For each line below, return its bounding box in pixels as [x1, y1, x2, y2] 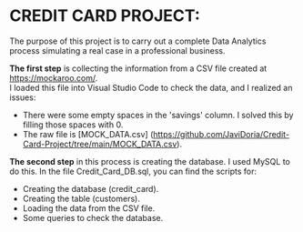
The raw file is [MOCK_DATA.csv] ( [22, 128, 154, 139]
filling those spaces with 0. [22, 119, 124, 130]
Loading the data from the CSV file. [22, 202, 156, 214]
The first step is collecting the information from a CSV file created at [9, 63, 268, 74]
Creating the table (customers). [22, 193, 141, 204]
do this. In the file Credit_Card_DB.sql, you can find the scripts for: [9, 166, 258, 177]
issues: [9, 92, 36, 103]
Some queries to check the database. [22, 212, 164, 223]
